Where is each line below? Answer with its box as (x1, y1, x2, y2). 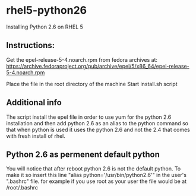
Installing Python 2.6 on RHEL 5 (6, 23, 83, 30)
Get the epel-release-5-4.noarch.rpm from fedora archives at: (6, 56, 158, 63)
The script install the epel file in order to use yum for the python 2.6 (6, 113, 172, 121)
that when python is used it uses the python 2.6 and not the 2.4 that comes (6, 126, 190, 133)
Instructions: (6, 40, 55, 50)
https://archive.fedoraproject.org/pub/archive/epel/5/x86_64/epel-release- (6, 62, 190, 69)
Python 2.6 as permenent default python (6, 149, 160, 159)
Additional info (6, 97, 62, 108)
